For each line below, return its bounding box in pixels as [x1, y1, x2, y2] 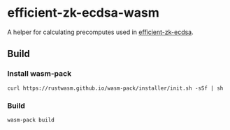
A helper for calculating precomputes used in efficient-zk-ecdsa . [7, 28, 194, 36]
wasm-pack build [7, 116, 55, 123]
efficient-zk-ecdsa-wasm [7, 5, 159, 21]
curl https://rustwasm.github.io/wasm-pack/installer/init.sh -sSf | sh [7, 85, 224, 92]
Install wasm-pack [7, 69, 72, 79]
